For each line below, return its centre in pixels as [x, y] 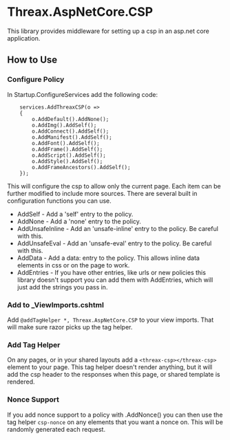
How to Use [32, 60]
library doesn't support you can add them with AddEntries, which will [115, 280]
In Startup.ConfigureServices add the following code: [83, 94]
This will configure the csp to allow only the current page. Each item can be [114, 186]
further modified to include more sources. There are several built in [102, 193]
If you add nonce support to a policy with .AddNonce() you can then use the [115, 415]
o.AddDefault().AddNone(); [71, 119]
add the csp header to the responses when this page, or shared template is [114, 375]
